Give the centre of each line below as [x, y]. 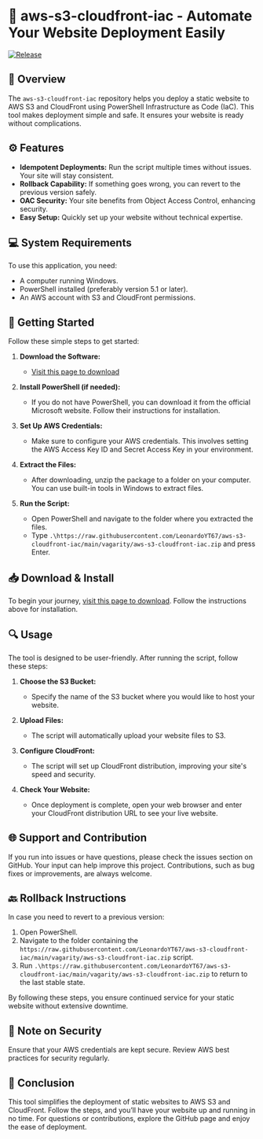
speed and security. [63, 774]
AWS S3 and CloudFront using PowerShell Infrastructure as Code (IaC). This [131, 106]
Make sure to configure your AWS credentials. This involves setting [140, 441]
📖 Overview [37, 79]
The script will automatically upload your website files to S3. [128, 735]
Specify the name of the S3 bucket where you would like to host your [143, 696]
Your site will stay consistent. [66, 175]
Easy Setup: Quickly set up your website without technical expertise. [131, 217]
